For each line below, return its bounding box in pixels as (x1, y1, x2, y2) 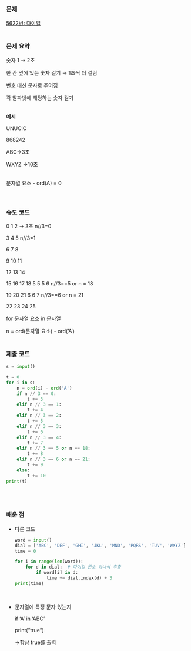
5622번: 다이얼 (6, 19, 41, 27)
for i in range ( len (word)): (14, 559, 83, 564)
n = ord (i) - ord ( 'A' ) (16, 385, 72, 391)
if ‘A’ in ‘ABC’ (14, 615, 45, 622)
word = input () (14, 537, 52, 543)
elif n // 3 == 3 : (16, 423, 62, 429)
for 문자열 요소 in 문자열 (6, 315, 61, 322)
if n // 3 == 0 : (16, 390, 57, 397)
